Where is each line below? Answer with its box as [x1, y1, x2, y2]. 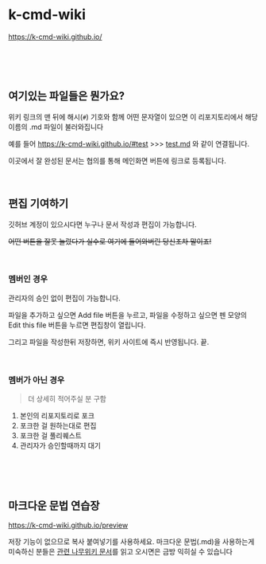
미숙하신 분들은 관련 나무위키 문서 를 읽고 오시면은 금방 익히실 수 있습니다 [8, 546, 233, 556]
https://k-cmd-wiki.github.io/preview [8, 520, 129, 530]
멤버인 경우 [8, 273, 48, 284]
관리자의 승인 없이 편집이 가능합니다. [8, 293, 121, 303]
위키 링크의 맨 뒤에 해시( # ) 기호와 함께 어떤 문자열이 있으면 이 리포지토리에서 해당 [8, 112, 258, 121]
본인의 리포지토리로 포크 [19, 411, 95, 421]
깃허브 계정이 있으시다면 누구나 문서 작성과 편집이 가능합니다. [8, 219, 197, 229]
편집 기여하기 [8, 197, 69, 210]
